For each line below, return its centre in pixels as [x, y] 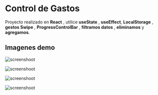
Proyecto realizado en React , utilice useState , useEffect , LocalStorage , [79, 22]
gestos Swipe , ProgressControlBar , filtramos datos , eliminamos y [75, 27]
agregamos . [18, 32]
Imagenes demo [30, 47]
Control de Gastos [42, 9]
